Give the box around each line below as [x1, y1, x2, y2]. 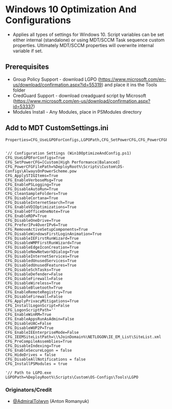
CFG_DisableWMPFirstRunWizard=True [5, 240, 81, 245]
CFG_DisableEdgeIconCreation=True [5, 245, 79, 250]
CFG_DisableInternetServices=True [5, 253, 79, 259]
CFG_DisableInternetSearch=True [5, 200, 74, 205]
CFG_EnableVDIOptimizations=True [5, 204, 77, 209]
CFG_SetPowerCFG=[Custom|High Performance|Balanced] [5, 160, 120, 165]
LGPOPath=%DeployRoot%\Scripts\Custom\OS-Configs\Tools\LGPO [5, 375, 139, 380]
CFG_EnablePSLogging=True [5, 182, 60, 187]
